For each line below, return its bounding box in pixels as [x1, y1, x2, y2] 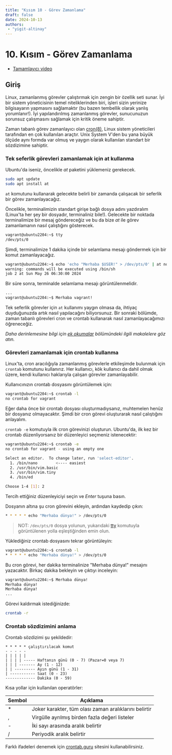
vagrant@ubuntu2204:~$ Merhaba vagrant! [5, 295, 93, 301]
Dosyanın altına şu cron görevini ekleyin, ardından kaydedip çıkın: [5, 503, 143, 509]
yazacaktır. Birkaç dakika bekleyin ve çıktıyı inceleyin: [5, 567, 118, 573]
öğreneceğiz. [5, 321, 33, 327]
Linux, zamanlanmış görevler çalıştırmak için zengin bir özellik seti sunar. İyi [5, 94, 165, 100]
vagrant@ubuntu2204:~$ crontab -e [5, 442, 79, 447]
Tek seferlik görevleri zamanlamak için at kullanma [5, 155, 134, 162]
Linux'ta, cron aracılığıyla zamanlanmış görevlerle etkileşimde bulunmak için [5, 361, 165, 367]
